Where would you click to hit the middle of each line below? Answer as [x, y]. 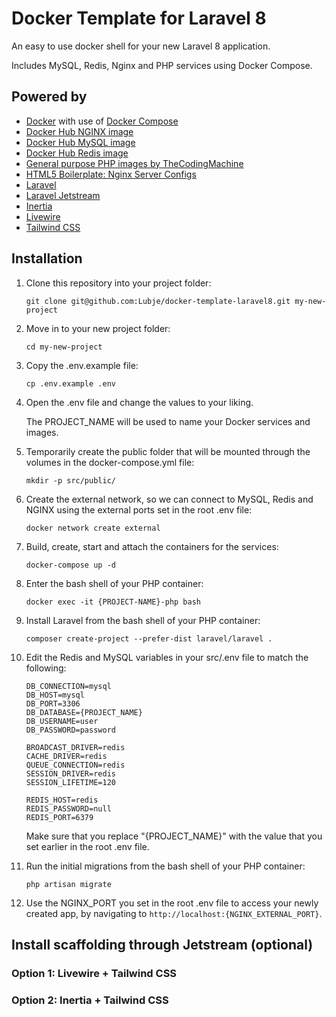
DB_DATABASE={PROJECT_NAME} [84, 712]
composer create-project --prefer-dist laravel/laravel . [149, 638]
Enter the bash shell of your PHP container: [114, 583]
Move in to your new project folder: [98, 328]
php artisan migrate [68, 884]
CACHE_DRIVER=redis [66, 756]
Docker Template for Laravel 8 [139, 18]
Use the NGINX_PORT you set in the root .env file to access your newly [172, 903]
